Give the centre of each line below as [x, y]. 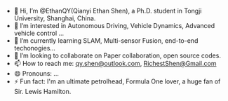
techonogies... [35, 48]
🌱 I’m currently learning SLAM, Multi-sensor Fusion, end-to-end [106, 41]
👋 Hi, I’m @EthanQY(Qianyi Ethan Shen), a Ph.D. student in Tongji [108, 11]
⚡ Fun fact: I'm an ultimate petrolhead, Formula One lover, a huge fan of [117, 81]
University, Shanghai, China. [55, 18]
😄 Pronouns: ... [36, 73]
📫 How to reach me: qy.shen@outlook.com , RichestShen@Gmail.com [115, 63]
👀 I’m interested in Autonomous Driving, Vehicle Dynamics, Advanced [114, 26]
